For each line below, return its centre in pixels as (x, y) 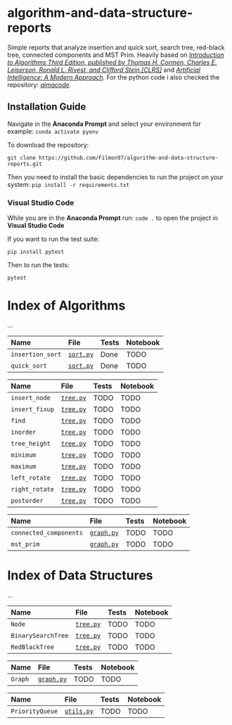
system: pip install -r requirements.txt (69, 184)
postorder (27, 500)
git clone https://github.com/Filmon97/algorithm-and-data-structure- (113, 158)
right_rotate (33, 489)
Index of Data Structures (80, 576)
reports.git (25, 164)
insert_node (31, 398)
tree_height (31, 443)
